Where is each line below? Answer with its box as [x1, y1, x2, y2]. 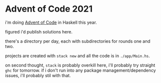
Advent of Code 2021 [5, 3, 93, 15]
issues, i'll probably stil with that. [5, 72, 71, 78]
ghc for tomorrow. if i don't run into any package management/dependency [5, 67, 156, 73]
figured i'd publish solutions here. [5, 29, 72, 34]
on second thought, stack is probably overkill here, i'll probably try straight [5, 62, 156, 68]
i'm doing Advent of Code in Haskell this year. [5, 19, 97, 25]
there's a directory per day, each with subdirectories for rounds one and [5, 38, 151, 44]
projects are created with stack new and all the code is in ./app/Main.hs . [5, 52, 150, 59]
